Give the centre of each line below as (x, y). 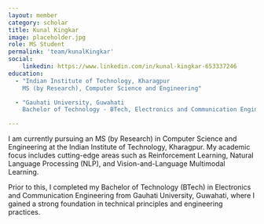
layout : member (33, 15)
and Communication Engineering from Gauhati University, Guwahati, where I (132, 196)
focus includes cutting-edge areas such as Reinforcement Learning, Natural (131, 155)
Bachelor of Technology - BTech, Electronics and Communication (130, 110)
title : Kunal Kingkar (44, 30)
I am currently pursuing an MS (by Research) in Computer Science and (123, 139)
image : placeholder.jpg (47, 37)
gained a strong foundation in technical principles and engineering (115, 204)
